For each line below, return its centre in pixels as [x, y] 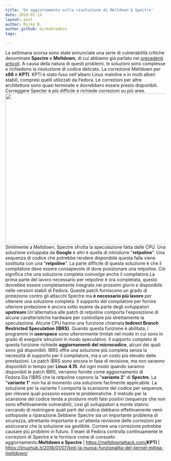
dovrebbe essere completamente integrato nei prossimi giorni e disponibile [84, 285]
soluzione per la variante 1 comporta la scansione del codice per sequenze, [84, 388]
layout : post [19, 19]
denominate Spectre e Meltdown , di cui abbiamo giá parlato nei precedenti [84, 58]
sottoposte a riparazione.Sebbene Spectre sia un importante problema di [82, 415]
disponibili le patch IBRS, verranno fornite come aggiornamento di [74, 372]
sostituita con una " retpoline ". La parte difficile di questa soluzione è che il [83, 263]
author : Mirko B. [24, 24]
